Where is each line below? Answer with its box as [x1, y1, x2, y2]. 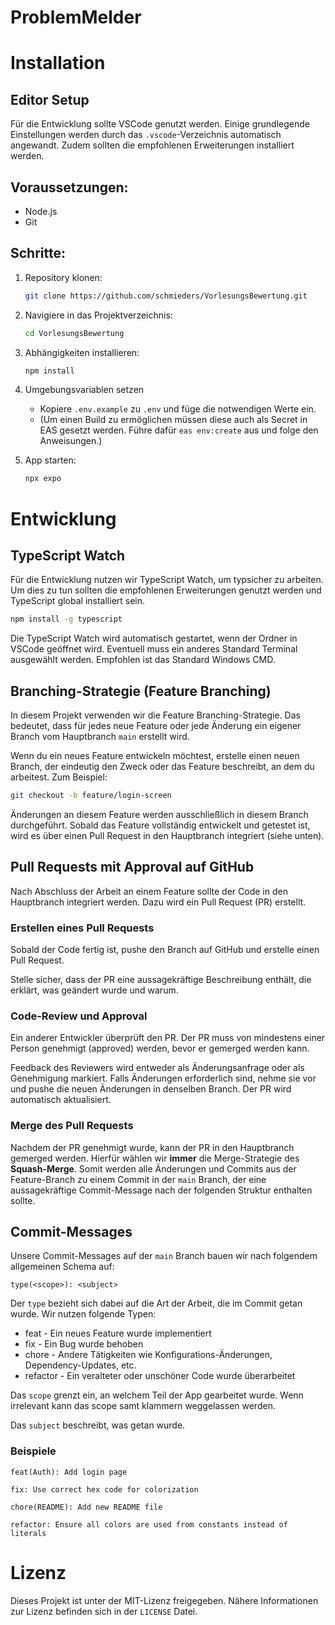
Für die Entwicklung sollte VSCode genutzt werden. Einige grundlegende [10, 118, 311, 130]
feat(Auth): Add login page [10, 1467, 128, 1477]
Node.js [24, 206, 58, 217]
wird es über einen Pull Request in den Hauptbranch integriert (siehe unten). [10, 829, 325, 841]
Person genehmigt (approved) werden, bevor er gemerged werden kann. [10, 1042, 310, 1055]
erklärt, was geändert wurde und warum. [10, 984, 179, 996]
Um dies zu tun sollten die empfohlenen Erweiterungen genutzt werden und [10, 584, 322, 596]
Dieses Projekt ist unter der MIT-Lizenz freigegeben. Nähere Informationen [10, 1594, 319, 1606]
